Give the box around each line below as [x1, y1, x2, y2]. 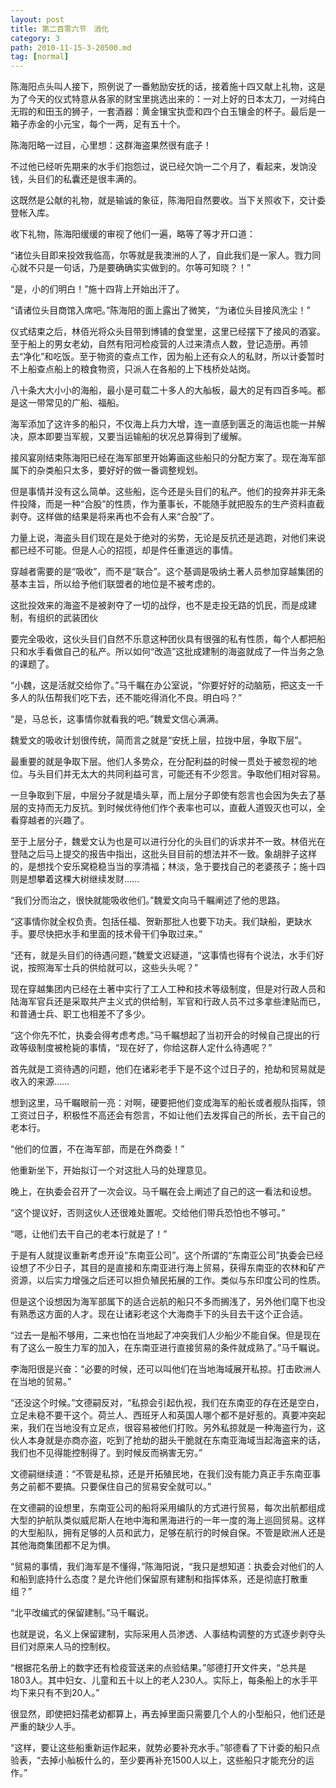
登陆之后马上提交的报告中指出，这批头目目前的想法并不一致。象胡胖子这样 [10, 848, 317, 860]
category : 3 [10, 33, 60, 43]
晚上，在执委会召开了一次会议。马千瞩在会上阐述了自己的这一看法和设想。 [10, 1186, 317, 1198]
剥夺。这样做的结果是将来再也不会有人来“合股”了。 [10, 511, 220, 523]
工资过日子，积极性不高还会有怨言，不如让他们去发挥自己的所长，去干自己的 [10, 1109, 326, 1121]
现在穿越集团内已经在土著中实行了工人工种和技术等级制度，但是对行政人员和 [10, 983, 326, 995]
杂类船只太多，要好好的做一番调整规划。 [36, 464, 203, 476]
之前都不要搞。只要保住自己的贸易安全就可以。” [18, 1481, 212, 1493]
